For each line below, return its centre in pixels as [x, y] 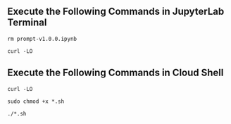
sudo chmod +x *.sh [36, 101]
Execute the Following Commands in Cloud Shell [115, 73]
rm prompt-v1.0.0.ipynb [42, 39]
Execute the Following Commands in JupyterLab [116, 12]
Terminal [27, 23]
